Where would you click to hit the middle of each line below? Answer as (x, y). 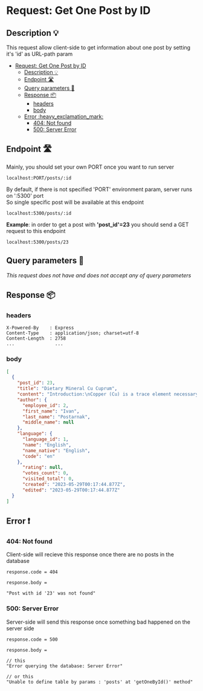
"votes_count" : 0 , (45, 473)
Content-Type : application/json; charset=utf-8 (72, 333)
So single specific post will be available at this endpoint (75, 202)
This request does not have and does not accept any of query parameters (99, 275)
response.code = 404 (32, 572)
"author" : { (32, 400)
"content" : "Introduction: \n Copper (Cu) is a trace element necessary (108, 394)
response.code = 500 (32, 639)
